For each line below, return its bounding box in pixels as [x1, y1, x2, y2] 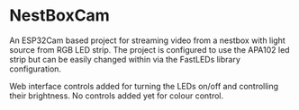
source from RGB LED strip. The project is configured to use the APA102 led [9, 44, 290, 55]
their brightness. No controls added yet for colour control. [9, 90, 223, 101]
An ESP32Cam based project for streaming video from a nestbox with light [9, 35, 285, 46]
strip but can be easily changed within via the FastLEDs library [9, 54, 241, 64]
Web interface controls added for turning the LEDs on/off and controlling [9, 80, 279, 91]
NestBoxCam [9, 5, 110, 26]
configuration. [9, 63, 61, 74]
